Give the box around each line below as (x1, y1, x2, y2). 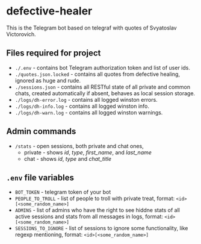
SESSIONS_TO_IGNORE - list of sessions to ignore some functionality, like (14, 225, 188, 232)
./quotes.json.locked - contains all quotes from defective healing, (14, 70, 181, 78)
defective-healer (6, 4, 93, 18)
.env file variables (6, 172, 74, 183)
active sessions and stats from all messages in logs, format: (14, 213, 164, 221)
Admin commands (6, 127, 76, 137)
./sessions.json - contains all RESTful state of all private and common (14, 83, 191, 90)
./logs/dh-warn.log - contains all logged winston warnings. (14, 108, 163, 116)
